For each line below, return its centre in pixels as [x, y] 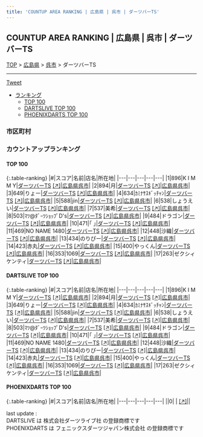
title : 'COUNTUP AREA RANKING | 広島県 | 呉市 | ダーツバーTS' [83, 12]
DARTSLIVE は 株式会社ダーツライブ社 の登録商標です [73, 420]
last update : [22, 413]
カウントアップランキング [43, 149]
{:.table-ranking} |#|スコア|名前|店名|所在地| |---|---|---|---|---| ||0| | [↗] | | [98, 401]
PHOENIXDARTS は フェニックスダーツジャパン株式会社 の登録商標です [95, 428]
